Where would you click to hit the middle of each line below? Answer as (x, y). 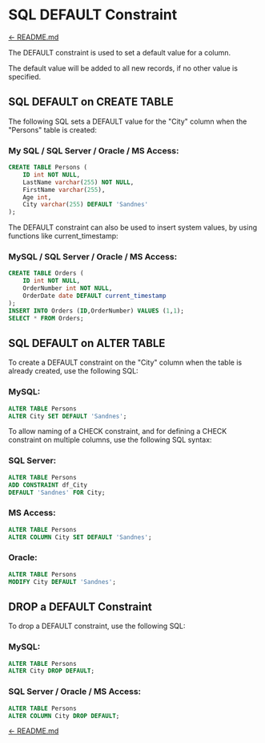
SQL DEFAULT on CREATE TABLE (91, 102)
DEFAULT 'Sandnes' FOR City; (57, 492)
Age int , (37, 197)
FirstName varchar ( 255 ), (64, 190)
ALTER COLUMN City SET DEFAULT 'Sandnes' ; (80, 537)
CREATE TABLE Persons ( (48, 167)
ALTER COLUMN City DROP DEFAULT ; (64, 716)
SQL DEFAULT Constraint (93, 15)
